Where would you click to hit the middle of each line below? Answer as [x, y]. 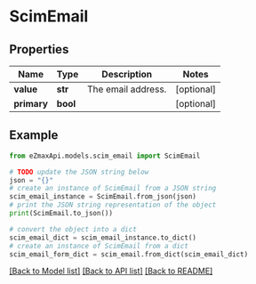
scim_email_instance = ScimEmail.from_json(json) [103, 197]
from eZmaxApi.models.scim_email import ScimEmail [105, 156]
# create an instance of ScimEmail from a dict [99, 246]
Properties [39, 49]
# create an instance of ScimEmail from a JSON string [113, 189]
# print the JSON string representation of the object [113, 205]
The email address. [127, 89]
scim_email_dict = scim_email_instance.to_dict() [103, 238]
